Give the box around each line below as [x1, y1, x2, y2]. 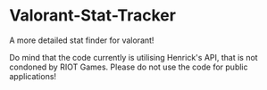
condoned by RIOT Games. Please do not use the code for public [9, 61, 248, 72]
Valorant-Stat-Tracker [9, 5, 177, 26]
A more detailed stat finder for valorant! [9, 35, 154, 45]
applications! [9, 70, 56, 81]
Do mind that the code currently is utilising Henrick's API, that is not [9, 52, 258, 62]
